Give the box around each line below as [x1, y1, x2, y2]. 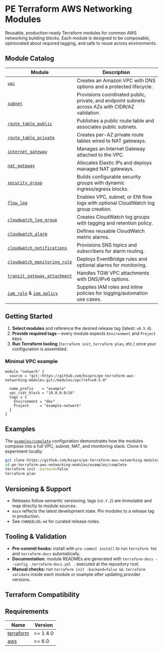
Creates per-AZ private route [77, 131, 144, 138]
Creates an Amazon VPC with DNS [77, 77, 156, 84]
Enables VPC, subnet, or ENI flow [77, 193, 152, 200]
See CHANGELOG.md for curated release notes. [12, 518, 100, 524]
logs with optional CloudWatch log [77, 199, 155, 206]
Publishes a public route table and [77, 117, 154, 124]
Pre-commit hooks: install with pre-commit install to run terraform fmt [12, 545, 157, 551]
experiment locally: [5, 448, 43, 454]
